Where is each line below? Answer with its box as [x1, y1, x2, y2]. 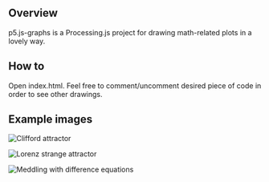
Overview [8, 6, 59, 20]
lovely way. [8, 36, 46, 46]
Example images [8, 112, 93, 127]
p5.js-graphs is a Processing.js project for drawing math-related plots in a [8, 27, 252, 37]
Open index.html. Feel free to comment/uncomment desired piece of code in [8, 80, 262, 91]
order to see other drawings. [8, 89, 103, 99]
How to [8, 59, 45, 73]
